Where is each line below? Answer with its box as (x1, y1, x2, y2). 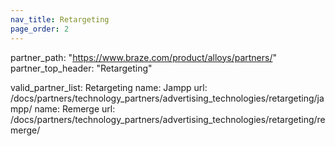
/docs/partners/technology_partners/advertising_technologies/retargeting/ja (10, 92, 325, 104)
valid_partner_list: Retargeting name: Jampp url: (10, 81, 208, 93)
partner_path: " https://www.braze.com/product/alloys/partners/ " (10, 51, 278, 63)
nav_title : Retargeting (10, 14, 110, 25)
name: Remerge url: (34, 102, 116, 115)
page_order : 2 (10, 24, 70, 34)
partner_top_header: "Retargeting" (10, 62, 153, 74)
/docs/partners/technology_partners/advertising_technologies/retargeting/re (10, 113, 326, 125)
